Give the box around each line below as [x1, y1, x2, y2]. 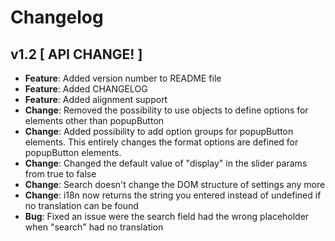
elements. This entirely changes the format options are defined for [24, 136, 299, 148]
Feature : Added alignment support [24, 94, 168, 105]
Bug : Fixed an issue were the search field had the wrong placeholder [24, 211, 310, 222]
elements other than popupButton [24, 115, 165, 126]
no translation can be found [24, 200, 139, 211]
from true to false [24, 168, 97, 180]
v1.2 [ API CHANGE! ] [10, 46, 143, 63]
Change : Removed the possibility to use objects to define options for [24, 104, 309, 116]
